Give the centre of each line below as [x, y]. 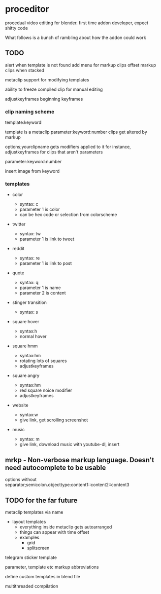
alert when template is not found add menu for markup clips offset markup [80, 65]
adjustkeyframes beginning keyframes [44, 99]
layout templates [29, 521]
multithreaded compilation [32, 586]
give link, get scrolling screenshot [54, 420]
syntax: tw [30, 234]
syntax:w [29, 415]
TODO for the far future [41, 500]
